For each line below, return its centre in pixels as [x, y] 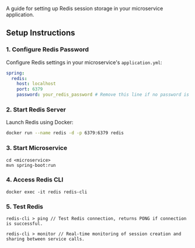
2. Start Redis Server [36, 109]
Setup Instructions [41, 33]
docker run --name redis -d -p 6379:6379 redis [65, 133]
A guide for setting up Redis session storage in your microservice [85, 8]
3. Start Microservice [37, 148]
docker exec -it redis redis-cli [47, 192]
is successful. [25, 224]
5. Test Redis [25, 207]
